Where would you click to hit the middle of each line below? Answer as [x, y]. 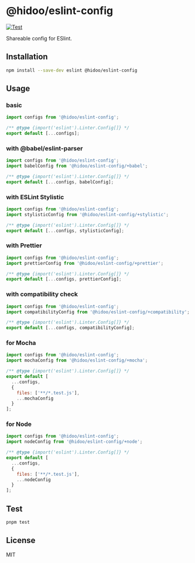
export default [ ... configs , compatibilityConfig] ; [70, 328]
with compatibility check [42, 294]
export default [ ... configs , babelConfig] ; [60, 182]
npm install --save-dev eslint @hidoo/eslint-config [72, 70]
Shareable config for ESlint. [39, 38]
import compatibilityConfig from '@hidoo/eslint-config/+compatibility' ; [98, 312]
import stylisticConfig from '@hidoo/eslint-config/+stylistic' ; [87, 214]
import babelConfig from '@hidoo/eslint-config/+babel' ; [77, 166]
